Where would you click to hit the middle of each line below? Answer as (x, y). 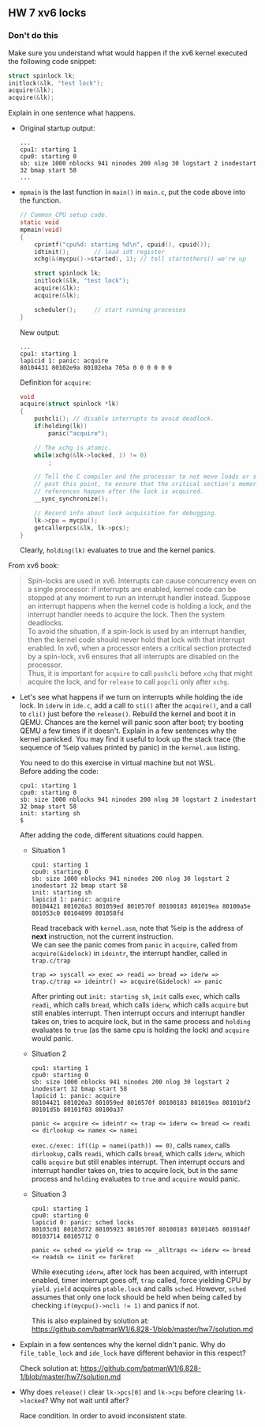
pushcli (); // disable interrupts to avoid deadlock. (124, 419)
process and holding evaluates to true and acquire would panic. (136, 1179)
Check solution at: (49, 1368)
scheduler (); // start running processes (110, 309)
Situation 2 (49, 1054)
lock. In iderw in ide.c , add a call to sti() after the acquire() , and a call (136, 706)
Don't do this (34, 36)
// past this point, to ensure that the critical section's (135, 484)
